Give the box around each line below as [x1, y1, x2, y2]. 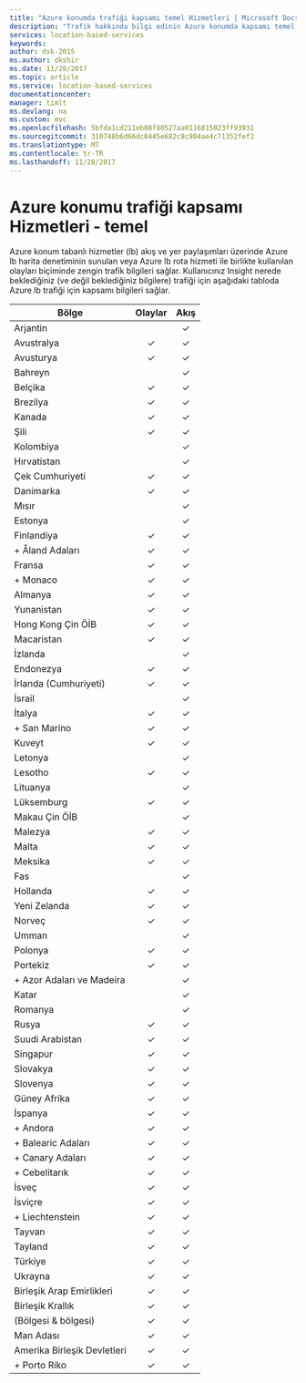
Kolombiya [14, 440, 59, 453]
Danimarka [14, 485, 61, 498]
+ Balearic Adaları [14, 1137, 90, 1150]
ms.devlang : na [9, 107, 67, 116]
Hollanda [14, 885, 53, 898]
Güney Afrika [14, 1092, 70, 1105]
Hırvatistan [14, 455, 61, 468]
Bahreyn [14, 366, 50, 379]
